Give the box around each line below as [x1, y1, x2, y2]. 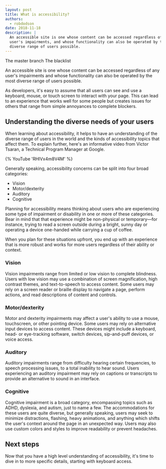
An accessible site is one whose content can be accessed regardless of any [5, 67, 160, 73]
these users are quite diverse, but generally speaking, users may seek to [5, 410, 153, 416]
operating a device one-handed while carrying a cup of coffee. [5, 227, 133, 233]
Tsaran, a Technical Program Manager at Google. [5, 147, 105, 153]
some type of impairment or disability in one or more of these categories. [5, 211, 154, 217]
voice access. [5, 336, 34, 342]
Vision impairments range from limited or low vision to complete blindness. [5, 270, 157, 276]
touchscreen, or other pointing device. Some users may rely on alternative [5, 320, 157, 327]
